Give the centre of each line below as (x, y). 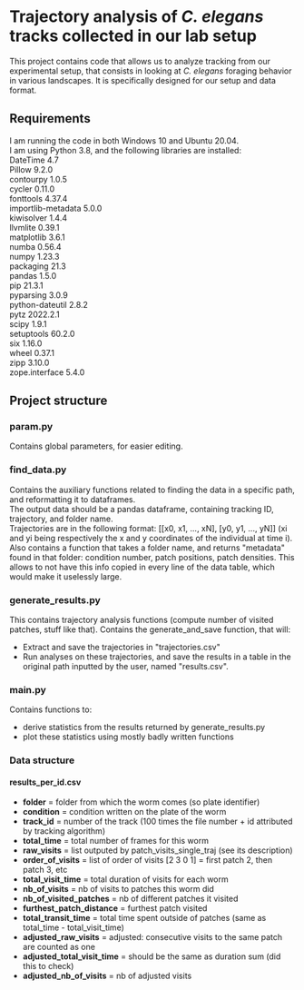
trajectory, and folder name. (61, 519)
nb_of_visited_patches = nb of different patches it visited (130, 899)
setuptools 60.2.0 (42, 333)
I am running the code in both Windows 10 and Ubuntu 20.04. (124, 140)
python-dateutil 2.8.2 (49, 304)
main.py (28, 689)
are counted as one (59, 947)
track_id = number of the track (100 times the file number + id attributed (157, 822)
